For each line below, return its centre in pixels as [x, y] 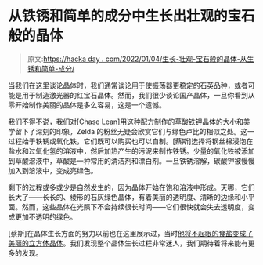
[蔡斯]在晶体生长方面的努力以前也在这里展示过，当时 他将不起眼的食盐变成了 [131, 233]
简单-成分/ [58, 68]
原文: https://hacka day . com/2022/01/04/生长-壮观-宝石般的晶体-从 [137, 59]
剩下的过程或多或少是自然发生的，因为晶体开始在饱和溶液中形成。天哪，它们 [131, 187]
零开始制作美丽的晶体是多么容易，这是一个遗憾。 [87, 105]
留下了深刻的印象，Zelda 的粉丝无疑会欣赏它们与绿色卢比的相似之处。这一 [134, 131]
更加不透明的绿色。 [45, 216]
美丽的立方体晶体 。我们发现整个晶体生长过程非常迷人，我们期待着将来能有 [128, 243]
